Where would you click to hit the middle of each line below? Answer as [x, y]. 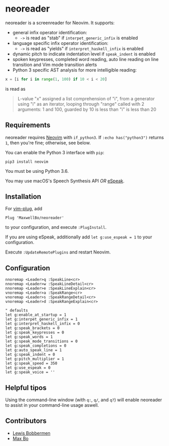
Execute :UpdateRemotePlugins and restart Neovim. [58, 252]
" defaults [17, 310]
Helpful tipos [26, 388]
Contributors [26, 421]
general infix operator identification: [50, 32]
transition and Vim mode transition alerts [55, 65]
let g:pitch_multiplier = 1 [35, 359]
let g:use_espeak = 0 [28, 368]
